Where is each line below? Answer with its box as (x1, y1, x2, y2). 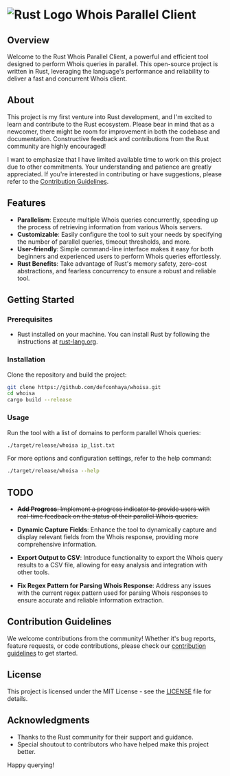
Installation (7, 355, 46, 364)
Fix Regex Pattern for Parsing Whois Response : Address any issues (16, 582, 211, 590)
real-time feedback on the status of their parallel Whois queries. (16, 512, 198, 521)
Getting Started (7, 294, 75, 306)
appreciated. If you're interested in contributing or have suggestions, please (7, 169, 222, 178)
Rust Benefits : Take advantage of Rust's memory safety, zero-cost (16, 259, 207, 268)
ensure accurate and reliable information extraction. (16, 596, 164, 605)
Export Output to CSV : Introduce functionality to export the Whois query (16, 554, 223, 562)
